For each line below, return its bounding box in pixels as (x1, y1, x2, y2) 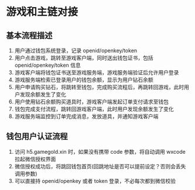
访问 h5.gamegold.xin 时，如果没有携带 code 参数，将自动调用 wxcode (14, 148, 186, 155)
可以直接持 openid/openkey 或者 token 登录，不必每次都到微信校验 (14, 177, 176, 184)
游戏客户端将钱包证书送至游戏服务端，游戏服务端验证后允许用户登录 (14, 69, 179, 76)
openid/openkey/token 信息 (14, 62, 81, 68)
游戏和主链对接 (6, 5, 78, 19)
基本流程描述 (6, 30, 53, 40)
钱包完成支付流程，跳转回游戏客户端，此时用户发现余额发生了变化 (14, 106, 174, 112)
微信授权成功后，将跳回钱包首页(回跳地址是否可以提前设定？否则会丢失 (14, 163, 186, 170)
